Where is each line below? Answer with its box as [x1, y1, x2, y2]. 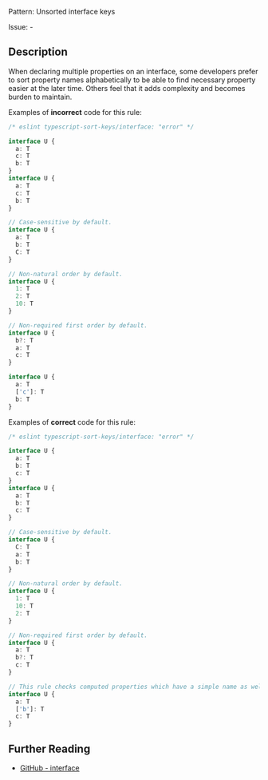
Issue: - [8, 22, 33, 31]
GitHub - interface [19, 763, 80, 773]
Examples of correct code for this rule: [8, 417, 136, 426]
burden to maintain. [8, 92, 73, 101]
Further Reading [8, 742, 91, 755]
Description [8, 46, 68, 59]
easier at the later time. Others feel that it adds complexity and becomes [8, 83, 246, 93]
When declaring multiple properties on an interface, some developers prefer [8, 66, 258, 76]
